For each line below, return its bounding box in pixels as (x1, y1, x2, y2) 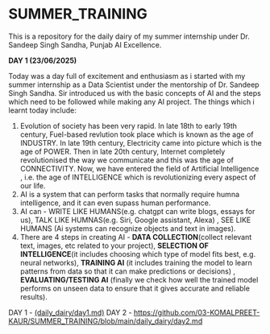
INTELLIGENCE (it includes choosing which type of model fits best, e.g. (19, 249, 256, 258)
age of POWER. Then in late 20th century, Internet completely (19, 146, 226, 156)
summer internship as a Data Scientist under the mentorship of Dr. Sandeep (8, 80, 260, 89)
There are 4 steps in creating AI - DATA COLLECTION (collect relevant (19, 232, 252, 241)
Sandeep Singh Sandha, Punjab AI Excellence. (8, 39, 162, 49)
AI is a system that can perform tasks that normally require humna (19, 189, 240, 199)
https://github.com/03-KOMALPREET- (133, 307, 260, 317)
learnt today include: (8, 105, 77, 115)
